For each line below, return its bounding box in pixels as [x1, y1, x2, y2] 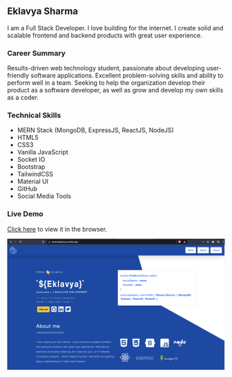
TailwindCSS [17, 170, 54, 179]
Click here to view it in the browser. [7, 225, 108, 233]
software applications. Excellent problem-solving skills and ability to [30, 72, 224, 80]
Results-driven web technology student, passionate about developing [7, 64, 205, 72]
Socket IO [17, 155, 46, 164]
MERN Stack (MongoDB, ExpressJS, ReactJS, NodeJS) [17, 126, 174, 134]
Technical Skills [7, 110, 61, 120]
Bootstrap [17, 163, 46, 171]
